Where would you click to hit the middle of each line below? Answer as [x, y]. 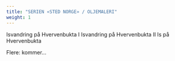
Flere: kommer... [26, 52]
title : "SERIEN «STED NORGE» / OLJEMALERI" [62, 12]
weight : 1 [19, 17]
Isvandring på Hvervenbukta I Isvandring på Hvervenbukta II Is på [88, 34]
